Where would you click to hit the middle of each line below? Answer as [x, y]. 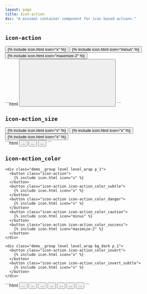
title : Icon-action [25, 14]
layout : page [18, 10]
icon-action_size [31, 119]
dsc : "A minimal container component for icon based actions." [71, 19]
